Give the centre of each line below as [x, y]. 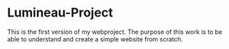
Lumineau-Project [60, 13]
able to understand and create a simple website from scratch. [95, 39]
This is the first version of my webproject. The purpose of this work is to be [115, 32]
